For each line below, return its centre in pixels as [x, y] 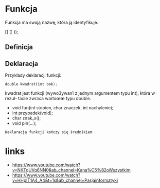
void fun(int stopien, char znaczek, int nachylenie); [63, 108]
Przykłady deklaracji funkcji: [33, 75]
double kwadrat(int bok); [31, 84]
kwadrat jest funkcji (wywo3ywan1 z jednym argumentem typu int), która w [80, 93]
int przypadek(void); [32, 113]
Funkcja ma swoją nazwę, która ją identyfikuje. [52, 22]
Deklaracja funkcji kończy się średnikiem [49, 132]
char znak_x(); [27, 118]
